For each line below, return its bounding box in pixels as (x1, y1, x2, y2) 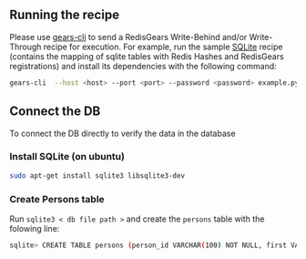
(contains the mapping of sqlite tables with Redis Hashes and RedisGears (9, 50, 284, 62)
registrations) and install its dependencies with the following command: (9, 60, 278, 71)
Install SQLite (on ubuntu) (9, 150, 126, 163)
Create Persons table (9, 192, 105, 205)
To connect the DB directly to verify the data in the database (9, 128, 236, 139)
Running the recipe (9, 7, 120, 23)
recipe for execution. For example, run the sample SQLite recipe (43, 41, 283, 52)
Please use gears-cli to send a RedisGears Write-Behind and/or (9, 31, 248, 42)
